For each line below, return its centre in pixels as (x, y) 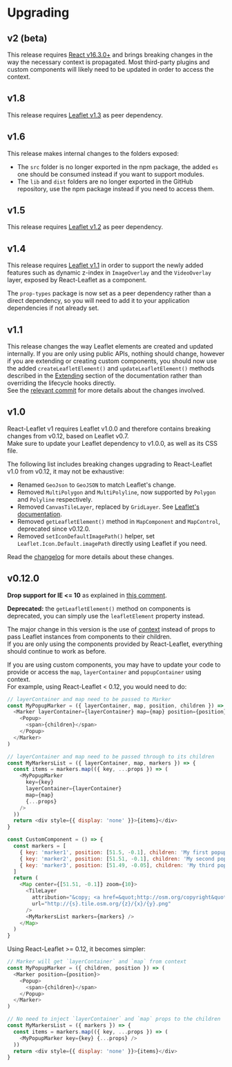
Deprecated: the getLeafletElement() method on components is (99, 608)
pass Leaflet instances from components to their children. (89, 636)
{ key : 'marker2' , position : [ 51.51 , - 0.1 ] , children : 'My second (117, 859)
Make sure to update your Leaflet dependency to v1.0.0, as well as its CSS (112, 443)
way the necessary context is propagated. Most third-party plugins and (109, 62)
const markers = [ (40, 846)
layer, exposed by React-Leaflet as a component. (77, 280)
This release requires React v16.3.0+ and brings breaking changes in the (110, 55)
